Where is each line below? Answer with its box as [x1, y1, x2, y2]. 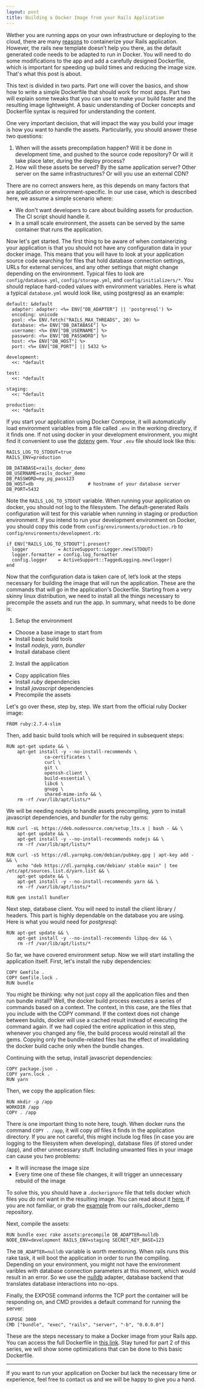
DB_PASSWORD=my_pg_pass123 [6, 475, 75, 482]
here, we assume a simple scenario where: [6, 194, 114, 202]
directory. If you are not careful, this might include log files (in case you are [6, 1133, 194, 1140]
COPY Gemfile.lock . [6, 975, 59, 981]
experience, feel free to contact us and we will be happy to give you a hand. [6, 1376, 196, 1383]
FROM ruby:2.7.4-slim [6, 721, 61, 727]
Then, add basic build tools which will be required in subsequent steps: [6, 732, 184, 739]
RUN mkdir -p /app [6, 1099, 53, 1105]
